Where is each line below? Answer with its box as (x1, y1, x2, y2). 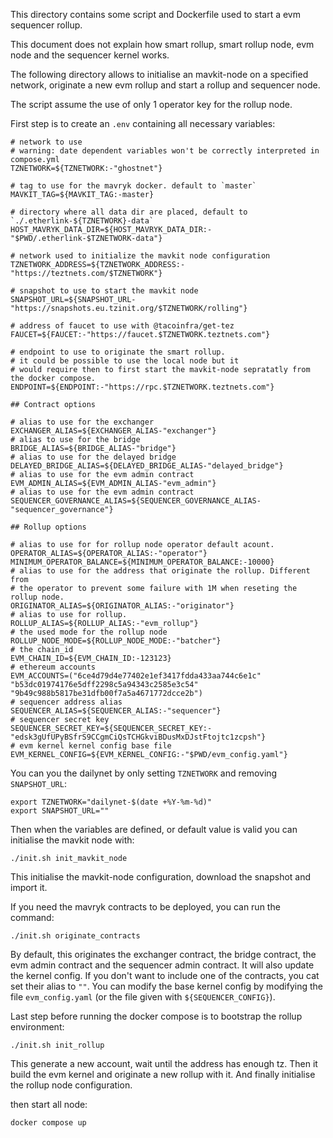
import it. (10, 882, 48, 893)
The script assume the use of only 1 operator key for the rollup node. (10, 99, 293, 110)
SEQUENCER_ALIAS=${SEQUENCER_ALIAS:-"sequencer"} (10, 706, 222, 716)
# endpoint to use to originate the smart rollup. (10, 347, 226, 357)
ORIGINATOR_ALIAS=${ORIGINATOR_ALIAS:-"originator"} (10, 601, 235, 611)
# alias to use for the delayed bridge (10, 452, 177, 462)
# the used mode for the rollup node (10, 627, 168, 637)
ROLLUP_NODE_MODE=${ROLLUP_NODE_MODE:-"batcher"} (10, 636, 222, 646)
